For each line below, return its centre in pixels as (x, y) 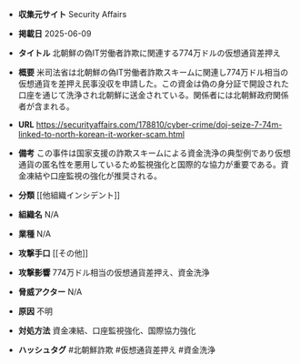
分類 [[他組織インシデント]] (69, 195)
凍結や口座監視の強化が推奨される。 (94, 176)
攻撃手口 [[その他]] (53, 253)
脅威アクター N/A (50, 292)
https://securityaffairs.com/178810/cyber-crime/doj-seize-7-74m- (159, 125)
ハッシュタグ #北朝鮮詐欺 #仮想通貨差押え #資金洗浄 (117, 350)
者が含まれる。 (46, 106)
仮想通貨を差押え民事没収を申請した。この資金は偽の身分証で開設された (153, 84)
